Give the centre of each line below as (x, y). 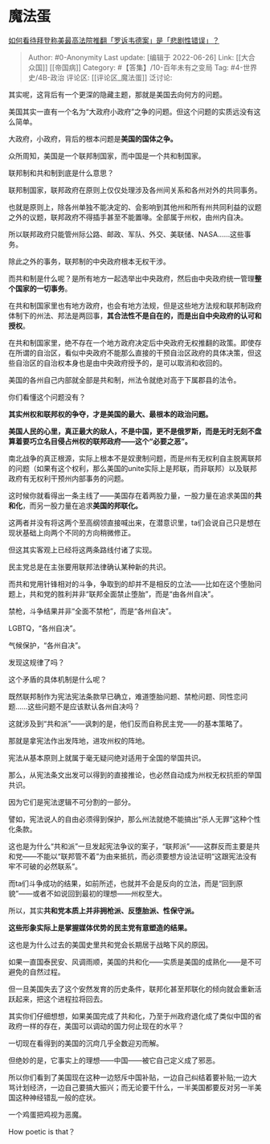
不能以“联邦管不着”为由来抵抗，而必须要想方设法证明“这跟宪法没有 (146, 856)
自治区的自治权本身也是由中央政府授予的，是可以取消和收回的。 (121, 363)
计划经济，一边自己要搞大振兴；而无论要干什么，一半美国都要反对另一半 (135, 1087)
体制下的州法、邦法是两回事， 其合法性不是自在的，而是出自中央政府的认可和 (135, 315)
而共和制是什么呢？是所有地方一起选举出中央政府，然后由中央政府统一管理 (131, 278)
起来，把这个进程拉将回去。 (61, 998)
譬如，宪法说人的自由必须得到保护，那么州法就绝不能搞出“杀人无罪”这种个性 (135, 819)
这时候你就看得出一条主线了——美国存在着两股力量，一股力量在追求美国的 (131, 495)
